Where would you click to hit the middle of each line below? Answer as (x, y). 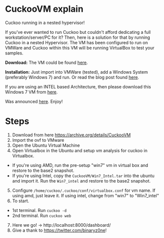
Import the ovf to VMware (38, 140)
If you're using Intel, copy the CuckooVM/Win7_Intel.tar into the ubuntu (83, 176)
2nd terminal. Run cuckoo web (42, 215)
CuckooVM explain (44, 9)
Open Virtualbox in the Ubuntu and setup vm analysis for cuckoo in (80, 150)
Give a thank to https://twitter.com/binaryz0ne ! (59, 230)
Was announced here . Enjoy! (34, 101)
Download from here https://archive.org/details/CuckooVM (71, 135)
